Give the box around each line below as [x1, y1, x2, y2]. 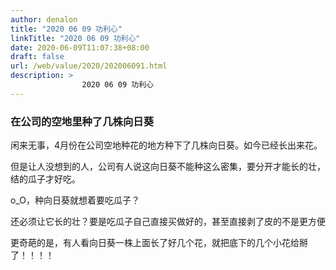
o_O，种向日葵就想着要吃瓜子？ [10, 194, 140, 206]
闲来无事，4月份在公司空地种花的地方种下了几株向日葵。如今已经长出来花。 [10, 139, 323, 151]
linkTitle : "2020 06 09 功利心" [10, 33, 141, 43]
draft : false [10, 52, 65, 62]
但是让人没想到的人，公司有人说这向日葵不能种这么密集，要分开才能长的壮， [10, 161, 326, 173]
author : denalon [10, 14, 78, 25]
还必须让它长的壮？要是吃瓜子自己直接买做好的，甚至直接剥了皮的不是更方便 [10, 216, 326, 228]
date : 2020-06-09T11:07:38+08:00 [10, 42, 150, 53]
